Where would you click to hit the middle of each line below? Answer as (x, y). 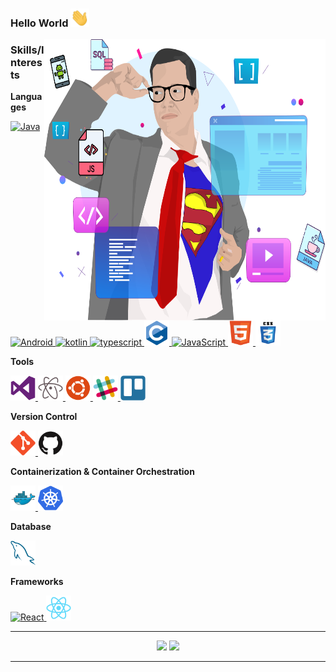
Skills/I (27, 50)
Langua (26, 97)
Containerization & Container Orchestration (102, 472)
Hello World (39, 23)
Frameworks (37, 582)
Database (31, 527)
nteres (26, 62)
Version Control (44, 417)
